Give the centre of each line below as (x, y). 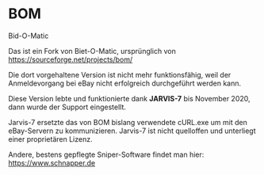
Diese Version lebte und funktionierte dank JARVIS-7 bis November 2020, (130, 98)
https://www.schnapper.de (52, 162)
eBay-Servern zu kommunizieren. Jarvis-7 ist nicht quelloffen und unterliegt (132, 131)
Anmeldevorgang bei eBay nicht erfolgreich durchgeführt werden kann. (125, 83)
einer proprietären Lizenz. (50, 139)
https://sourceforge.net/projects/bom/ (71, 59)
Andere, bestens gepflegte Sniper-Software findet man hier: (106, 154)
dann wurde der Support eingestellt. (67, 107)
